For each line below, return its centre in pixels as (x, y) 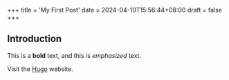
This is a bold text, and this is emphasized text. (74, 55)
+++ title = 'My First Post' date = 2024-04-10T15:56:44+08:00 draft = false (115, 10)
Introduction (35, 39)
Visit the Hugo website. (40, 69)
